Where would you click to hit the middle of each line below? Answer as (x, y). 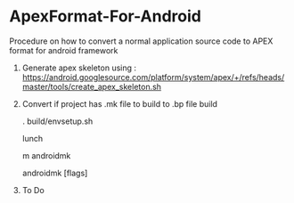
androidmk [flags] (55, 173)
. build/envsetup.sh (57, 121)
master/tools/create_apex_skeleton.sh (92, 86)
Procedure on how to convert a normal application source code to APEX (141, 41)
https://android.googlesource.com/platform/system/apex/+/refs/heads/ (153, 77)
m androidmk (46, 155)
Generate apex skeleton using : (79, 68)
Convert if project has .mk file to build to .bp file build (120, 103)
